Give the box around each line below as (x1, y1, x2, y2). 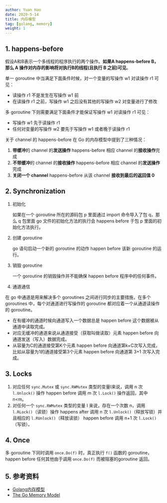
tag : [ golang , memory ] (5, 21, 52, 27)
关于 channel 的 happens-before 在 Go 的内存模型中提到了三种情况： (5, 136, 147, 143)
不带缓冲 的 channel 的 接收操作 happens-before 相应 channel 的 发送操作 (12, 160, 161, 166)
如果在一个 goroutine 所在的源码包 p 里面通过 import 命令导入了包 (12, 211, 148, 218)
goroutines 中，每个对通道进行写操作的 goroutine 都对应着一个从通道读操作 (5, 300, 160, 306)
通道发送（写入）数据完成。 (12, 336, 70, 342)
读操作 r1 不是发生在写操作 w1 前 (12, 92, 79, 98)
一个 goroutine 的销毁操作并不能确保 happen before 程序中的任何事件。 (12, 273, 160, 279)
